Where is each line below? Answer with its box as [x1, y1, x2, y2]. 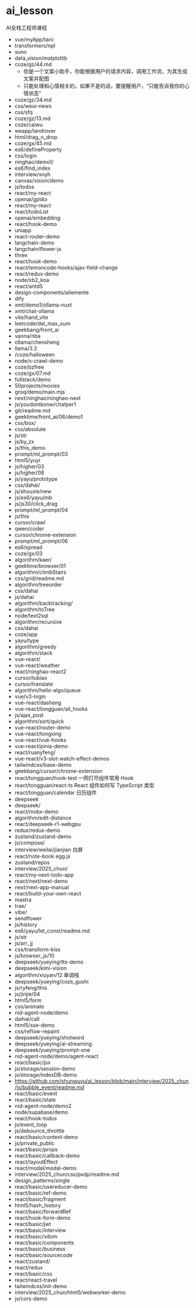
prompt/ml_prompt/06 [14, 537, 68, 545]
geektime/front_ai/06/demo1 [14, 413, 83, 420]
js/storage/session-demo [14, 1065, 75, 1072]
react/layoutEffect [14, 1158, 59, 1165]
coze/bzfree [14, 363, 44, 370]
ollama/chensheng [14, 338, 60, 346]
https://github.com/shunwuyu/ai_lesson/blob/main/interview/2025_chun [14, 1078, 189, 1085]
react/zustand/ [14, 1258, 51, 1265]
